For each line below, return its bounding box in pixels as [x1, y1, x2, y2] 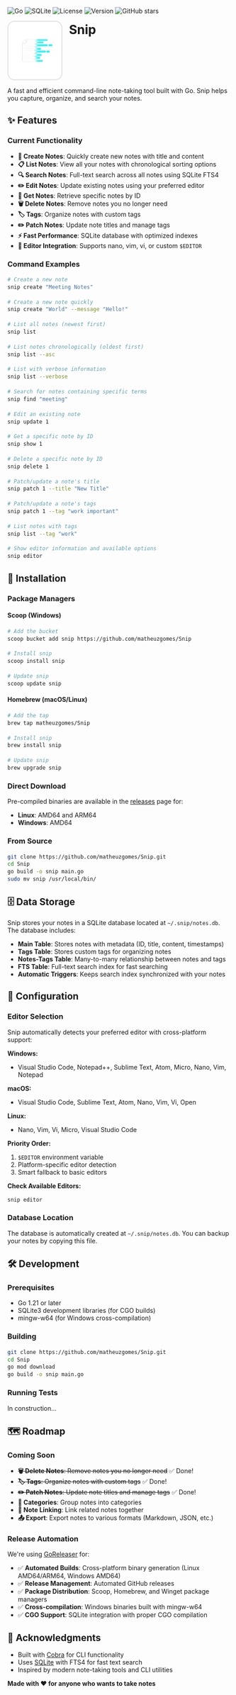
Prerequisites [7, 1283, 55, 1293]
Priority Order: [7, 1139, 51, 1148]
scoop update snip [7, 680, 62, 687]
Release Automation [7, 1534, 79, 1544]
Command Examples [7, 259, 80, 269]
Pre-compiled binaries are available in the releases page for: [7, 798, 184, 806]
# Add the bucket [7, 627, 59, 634]
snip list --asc [7, 351, 55, 358]
